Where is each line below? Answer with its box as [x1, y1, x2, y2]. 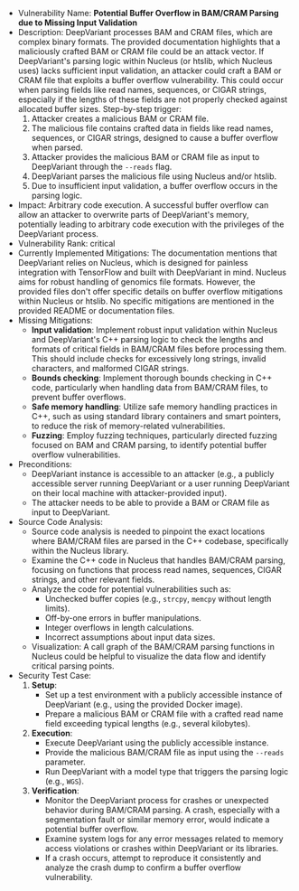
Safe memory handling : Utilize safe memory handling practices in [31, 401, 278, 412]
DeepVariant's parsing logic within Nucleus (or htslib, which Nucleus [17, 56, 273, 66]
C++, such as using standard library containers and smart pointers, [31, 411, 282, 421]
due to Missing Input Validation [17, 17, 138, 28]
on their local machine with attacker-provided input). [31, 488, 228, 498]
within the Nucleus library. [31, 546, 129, 556]
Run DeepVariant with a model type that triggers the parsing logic [44, 766, 289, 776]
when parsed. [31, 142, 83, 153]
